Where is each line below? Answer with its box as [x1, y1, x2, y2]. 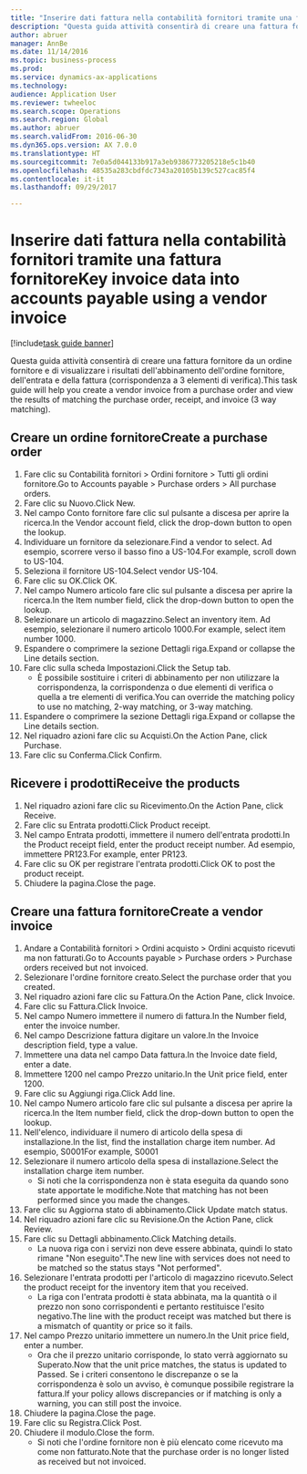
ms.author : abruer [10, 124, 80, 133]
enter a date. [23, 1058, 72, 1069]
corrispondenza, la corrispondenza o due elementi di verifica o [36, 681, 274, 693]
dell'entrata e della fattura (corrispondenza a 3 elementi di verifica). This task [10, 375, 298, 386]
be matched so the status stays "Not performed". [36, 1262, 222, 1273]
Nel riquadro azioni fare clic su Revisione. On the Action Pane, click [23, 1213, 274, 1224]
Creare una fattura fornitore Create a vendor [10, 904, 263, 920]
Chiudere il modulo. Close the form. [23, 1427, 155, 1438]
